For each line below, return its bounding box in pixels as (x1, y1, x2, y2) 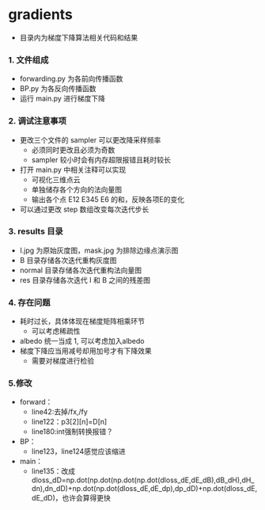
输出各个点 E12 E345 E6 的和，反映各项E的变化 (31, 194, 184, 204)
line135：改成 (31, 466, 75, 476)
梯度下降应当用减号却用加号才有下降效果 (19, 346, 152, 356)
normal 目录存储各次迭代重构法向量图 (19, 265, 142, 275)
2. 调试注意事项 (8, 116, 67, 127)
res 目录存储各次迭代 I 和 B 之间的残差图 (19, 275, 150, 284)
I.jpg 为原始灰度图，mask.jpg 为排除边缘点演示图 (19, 245, 179, 255)
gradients (8, 6, 74, 24)
